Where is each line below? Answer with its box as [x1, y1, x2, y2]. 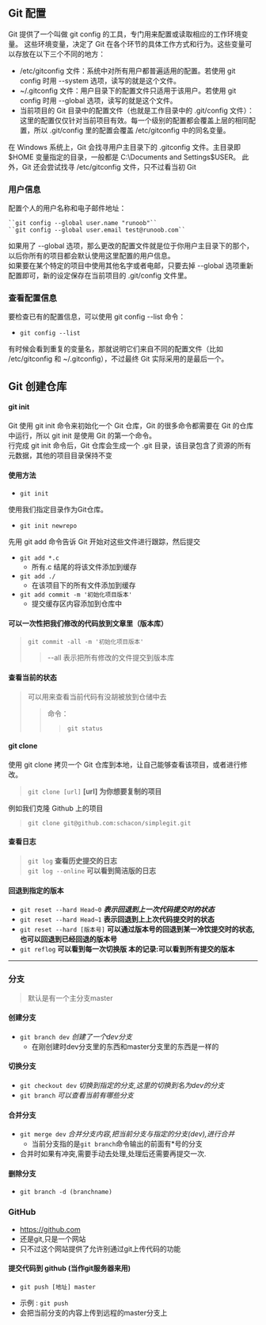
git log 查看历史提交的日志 [27, 856, 117, 866]
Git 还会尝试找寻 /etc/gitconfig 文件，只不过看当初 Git [21, 162, 196, 171]
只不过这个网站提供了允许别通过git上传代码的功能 [19, 1243, 181, 1254]
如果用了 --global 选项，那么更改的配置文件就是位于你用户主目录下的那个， [8, 241, 254, 251]
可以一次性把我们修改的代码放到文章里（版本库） [8, 618, 168, 628]
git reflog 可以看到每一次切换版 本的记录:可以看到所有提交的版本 [19, 944, 235, 954]
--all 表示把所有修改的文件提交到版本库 [47, 653, 175, 663]
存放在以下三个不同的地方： [14, 49, 105, 59]
